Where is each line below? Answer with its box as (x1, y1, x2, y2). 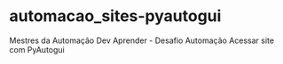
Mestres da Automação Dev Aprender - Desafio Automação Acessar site (9, 35, 275, 46)
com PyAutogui (9, 44, 65, 54)
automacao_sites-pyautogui (9, 6, 222, 26)
